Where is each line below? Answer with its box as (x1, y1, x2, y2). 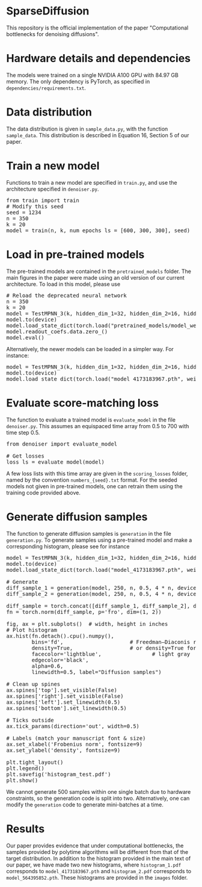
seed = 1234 (6, 209, 41, 216)
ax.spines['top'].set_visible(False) (6, 687, 118, 693)
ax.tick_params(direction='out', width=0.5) (6, 723, 140, 729)
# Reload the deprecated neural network (6, 292, 127, 299)
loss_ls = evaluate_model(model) (6, 458, 105, 465)
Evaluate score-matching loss (6, 396, 159, 410)
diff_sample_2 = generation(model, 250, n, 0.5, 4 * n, (6, 591, 174, 597)
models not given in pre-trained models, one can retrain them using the (6, 482, 183, 490)
